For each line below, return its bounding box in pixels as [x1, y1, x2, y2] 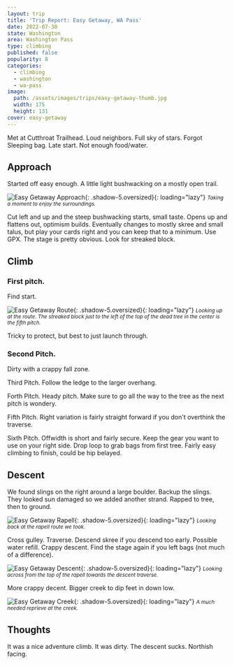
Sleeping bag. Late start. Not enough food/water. [7, 141, 148, 149]
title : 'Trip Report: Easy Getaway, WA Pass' [7, 17, 142, 24]
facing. [7, 650, 28, 658]
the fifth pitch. [7, 320, 41, 327]
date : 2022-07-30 [7, 23, 58, 30]
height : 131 [13, 108, 49, 115]
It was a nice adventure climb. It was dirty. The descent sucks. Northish [7, 643, 214, 651]
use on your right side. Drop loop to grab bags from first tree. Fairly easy [7, 441, 217, 450]
